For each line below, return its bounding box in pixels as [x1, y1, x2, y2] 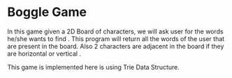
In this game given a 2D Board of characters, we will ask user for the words [7, 27, 224, 36]
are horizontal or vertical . [7, 49, 82, 58]
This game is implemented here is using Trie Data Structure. [7, 63, 180, 71]
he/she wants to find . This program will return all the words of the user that [7, 34, 225, 42]
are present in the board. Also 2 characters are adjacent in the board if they [7, 42, 224, 50]
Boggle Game [7, 4, 87, 20]
